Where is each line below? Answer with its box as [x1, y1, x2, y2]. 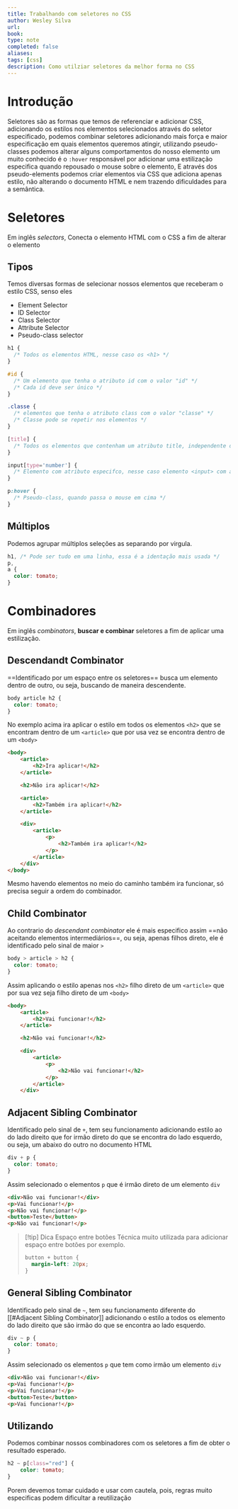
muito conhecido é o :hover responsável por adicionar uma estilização [7, 154, 213, 163]
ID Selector [17, 309, 51, 317]
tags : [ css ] [7, 57, 42, 64]
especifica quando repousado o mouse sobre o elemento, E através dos [7, 162, 217, 171]
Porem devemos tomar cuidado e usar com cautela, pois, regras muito [7, 1486, 212, 1494]
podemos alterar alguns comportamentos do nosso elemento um [30, 147, 221, 156]
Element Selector [17, 301, 68, 309]
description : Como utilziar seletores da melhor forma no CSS [7, 63, 195, 70]
